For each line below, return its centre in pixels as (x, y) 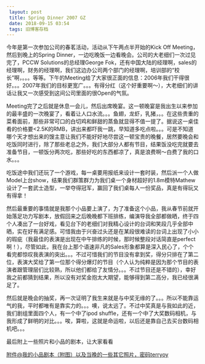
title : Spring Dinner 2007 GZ (47, 18)
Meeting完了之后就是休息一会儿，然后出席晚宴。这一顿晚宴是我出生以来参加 (102, 106)
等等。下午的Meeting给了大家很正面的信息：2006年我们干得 (108, 78)
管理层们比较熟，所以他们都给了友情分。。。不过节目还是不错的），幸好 (109, 270)
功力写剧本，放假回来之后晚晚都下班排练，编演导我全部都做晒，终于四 (110, 216)
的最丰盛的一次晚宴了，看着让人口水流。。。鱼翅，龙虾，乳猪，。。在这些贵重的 (103, 114)
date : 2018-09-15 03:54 (39, 23)
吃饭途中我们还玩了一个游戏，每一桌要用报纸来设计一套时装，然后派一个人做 (103, 173)
